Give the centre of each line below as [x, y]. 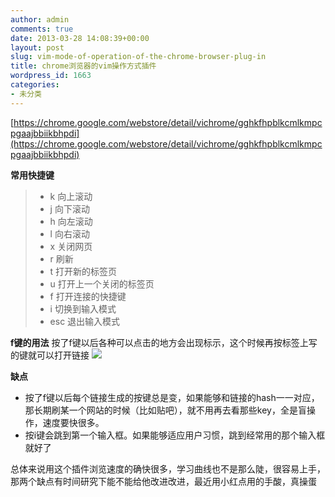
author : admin [40, 19]
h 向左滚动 [71, 221]
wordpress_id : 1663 [51, 76]
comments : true [42, 29]
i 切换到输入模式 [83, 308]
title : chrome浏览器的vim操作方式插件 [83, 66]
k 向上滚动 [71, 196]
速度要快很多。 [73, 422]
